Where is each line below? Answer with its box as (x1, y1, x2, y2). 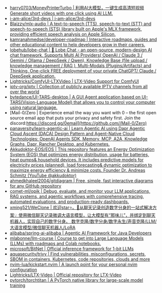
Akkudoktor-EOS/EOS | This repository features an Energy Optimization (9, 146, 155, 152)
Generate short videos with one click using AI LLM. (9, 10, 113, 16)
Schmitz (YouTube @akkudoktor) (9, 172, 77, 178)
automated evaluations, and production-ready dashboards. (9, 199, 129, 204)
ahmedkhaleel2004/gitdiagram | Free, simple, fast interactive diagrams (9, 178, 154, 184)
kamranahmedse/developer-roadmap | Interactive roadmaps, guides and (9, 36, 157, 42)
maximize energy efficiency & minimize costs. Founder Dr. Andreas (9, 167, 146, 173)
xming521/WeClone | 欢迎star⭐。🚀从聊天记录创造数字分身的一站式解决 (9, 204, 153, 210)
